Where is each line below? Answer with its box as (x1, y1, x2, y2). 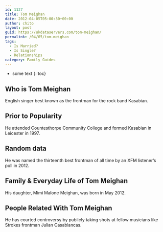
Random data (5, 144, 47, 153)
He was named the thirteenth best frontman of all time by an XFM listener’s (5, 157, 156, 163)
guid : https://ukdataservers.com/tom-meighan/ (5, 30, 102, 35)
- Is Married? (9, 44, 38, 48)
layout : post (5, 25, 32, 30)
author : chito (5, 21, 34, 26)
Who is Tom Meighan (5, 85, 71, 93)
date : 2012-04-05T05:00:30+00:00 (5, 16, 73, 21)
